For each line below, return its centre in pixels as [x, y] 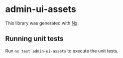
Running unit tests [34, 39]
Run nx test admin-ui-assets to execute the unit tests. [62, 50]
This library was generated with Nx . [42, 23]
